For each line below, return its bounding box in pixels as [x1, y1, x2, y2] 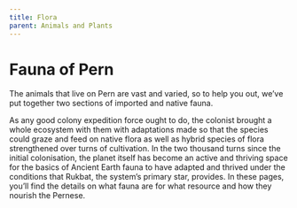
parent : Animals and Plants [9, 21, 113, 30]
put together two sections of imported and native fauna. [9, 98, 214, 109]
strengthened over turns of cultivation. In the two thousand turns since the [9, 143, 281, 154]
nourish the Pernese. [9, 190, 86, 201]
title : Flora [9, 12, 58, 22]
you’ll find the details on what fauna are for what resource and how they [9, 181, 272, 191]
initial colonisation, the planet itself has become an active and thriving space [9, 152, 288, 164]
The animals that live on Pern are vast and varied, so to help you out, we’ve [9, 89, 284, 99]
